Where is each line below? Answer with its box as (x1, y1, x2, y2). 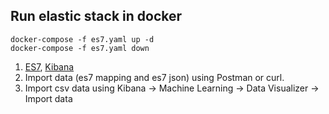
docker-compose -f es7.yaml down (10, 43, 150, 53)
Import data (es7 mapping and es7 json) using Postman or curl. (24, 71, 285, 83)
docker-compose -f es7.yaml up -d (10, 34, 155, 44)
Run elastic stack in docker (10, 8, 183, 25)
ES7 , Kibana (24, 60, 75, 73)
